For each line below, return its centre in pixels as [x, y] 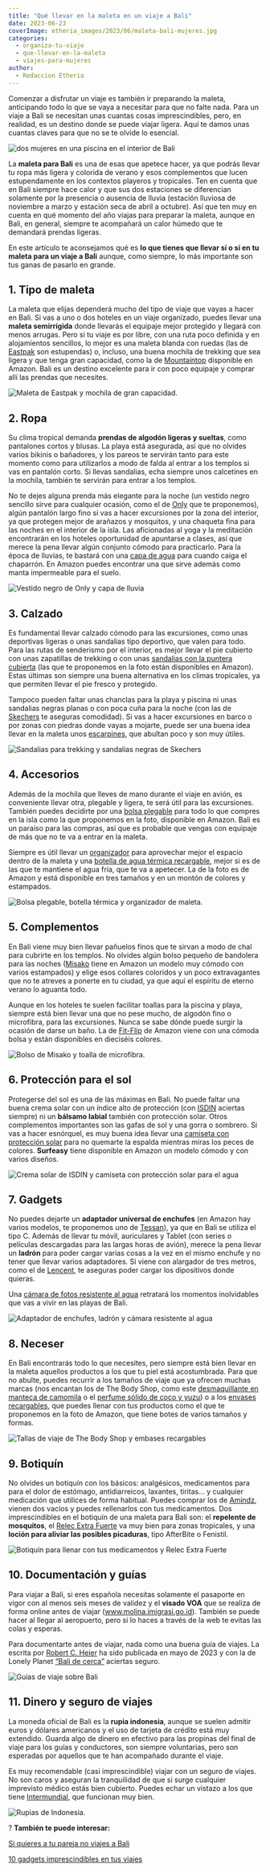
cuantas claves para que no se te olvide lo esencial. [94, 133]
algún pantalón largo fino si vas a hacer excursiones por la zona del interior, [134, 513]
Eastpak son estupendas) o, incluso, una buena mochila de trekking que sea [135, 352]
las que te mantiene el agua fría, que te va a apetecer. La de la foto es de [129, 869]
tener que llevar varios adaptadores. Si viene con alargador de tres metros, [132, 1261]
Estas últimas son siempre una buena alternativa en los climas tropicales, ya [134, 676]
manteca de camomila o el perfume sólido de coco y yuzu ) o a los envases [132, 1397]
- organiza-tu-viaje [50, 46]
